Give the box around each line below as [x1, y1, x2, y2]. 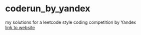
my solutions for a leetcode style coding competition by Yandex [5, 19, 136, 25]
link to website [5, 24, 35, 30]
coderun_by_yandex [5, 3, 90, 14]
